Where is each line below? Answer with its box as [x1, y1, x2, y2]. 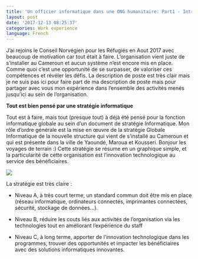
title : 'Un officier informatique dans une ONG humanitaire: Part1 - [6, 8, 181, 15]
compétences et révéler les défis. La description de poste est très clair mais [6, 72, 190, 79]
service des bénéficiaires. [6, 158, 69, 165]
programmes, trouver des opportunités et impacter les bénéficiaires [14, 240, 180, 247]
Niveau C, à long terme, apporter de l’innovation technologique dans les [14, 234, 190, 241]
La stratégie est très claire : [6, 180, 72, 187]
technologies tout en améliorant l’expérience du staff [14, 222, 143, 229]
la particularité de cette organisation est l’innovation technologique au [6, 151, 176, 158]
